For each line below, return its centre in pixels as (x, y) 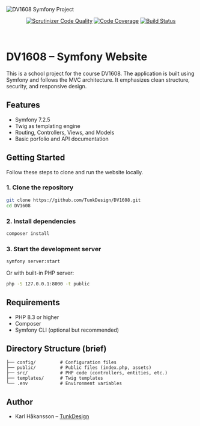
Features (23, 105)
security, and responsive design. (47, 86)
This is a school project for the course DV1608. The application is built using (100, 73)
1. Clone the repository (40, 187)
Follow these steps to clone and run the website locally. (75, 172)
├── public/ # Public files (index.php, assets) (79, 368)
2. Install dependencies (41, 221)
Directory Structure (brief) (56, 349)
